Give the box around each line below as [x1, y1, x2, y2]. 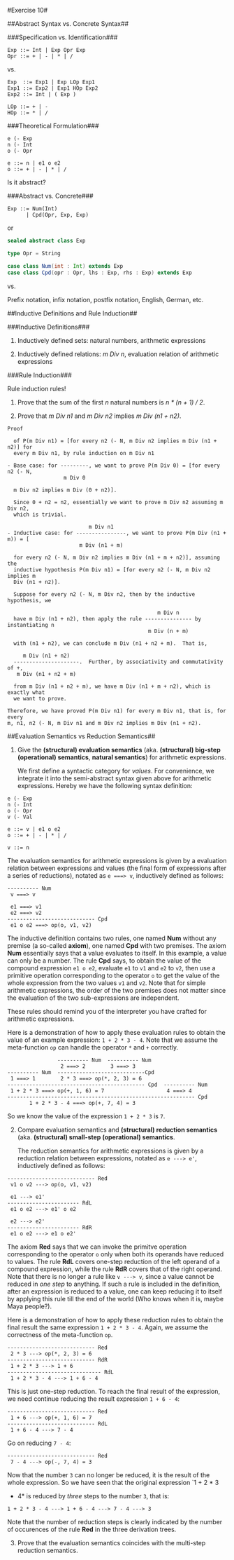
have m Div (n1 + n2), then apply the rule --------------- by [13, 615, 201, 623]
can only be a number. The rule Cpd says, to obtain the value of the [7, 956, 201, 965]
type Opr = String [7, 250, 61, 257]
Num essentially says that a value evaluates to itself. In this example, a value [7, 949, 227, 957]
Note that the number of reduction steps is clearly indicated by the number [7, 1517, 223, 1526]
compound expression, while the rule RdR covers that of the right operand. [7, 1265, 222, 1273]
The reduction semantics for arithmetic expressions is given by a [17, 1146, 204, 1155]
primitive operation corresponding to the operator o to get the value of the [7, 971, 220, 979]
